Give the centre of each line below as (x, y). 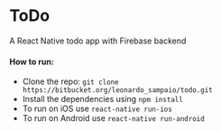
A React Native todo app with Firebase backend (98, 41)
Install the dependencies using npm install (102, 99)
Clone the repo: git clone (70, 81)
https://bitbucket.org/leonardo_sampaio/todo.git (118, 90)
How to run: (32, 61)
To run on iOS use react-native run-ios (97, 108)
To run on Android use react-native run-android (113, 118)
